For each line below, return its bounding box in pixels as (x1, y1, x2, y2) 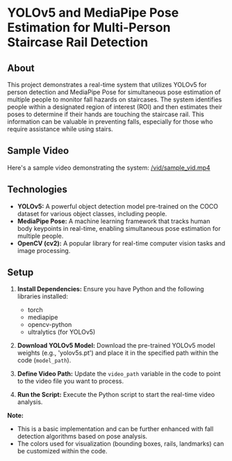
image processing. (17, 246, 71, 254)
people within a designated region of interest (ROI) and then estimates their (7, 103, 223, 111)
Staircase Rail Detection (7, 35, 149, 50)
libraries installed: (17, 292, 68, 300)
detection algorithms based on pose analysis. (17, 432, 148, 441)
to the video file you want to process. (17, 377, 124, 385)
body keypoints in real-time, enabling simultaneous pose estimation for (17, 224, 221, 232)
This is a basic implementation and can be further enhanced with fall (17, 425, 214, 433)
